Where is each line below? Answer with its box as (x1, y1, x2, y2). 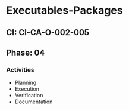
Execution (14, 85, 40, 93)
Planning (14, 79, 37, 87)
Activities (6, 65, 34, 74)
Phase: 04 (6, 47, 45, 57)
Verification (14, 92, 43, 99)
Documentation (14, 98, 53, 105)
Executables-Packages (6, 4, 123, 17)
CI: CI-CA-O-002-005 (6, 27, 90, 38)
